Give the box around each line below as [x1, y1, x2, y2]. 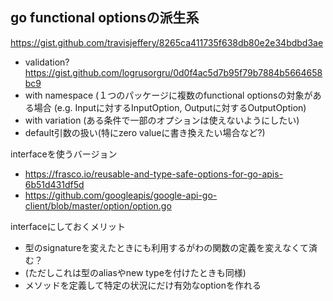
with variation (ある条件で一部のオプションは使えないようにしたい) [24, 114, 300, 126]
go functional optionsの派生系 [10, 9, 200, 27]
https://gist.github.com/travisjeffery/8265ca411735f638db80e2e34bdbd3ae [10, 36, 324, 48]
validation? [24, 56, 70, 68]
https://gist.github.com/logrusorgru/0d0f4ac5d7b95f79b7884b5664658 [24, 66, 323, 78]
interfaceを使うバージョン [10, 148, 118, 160]
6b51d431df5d [24, 178, 85, 190]
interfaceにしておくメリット [10, 220, 126, 232]
